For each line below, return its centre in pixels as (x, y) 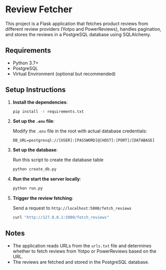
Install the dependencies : (40, 102)
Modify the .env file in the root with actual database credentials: (80, 131)
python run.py (28, 188)
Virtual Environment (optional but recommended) (64, 74)
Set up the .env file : (33, 121)
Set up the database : (35, 150)
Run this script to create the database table (58, 160)
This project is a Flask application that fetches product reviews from (77, 24)
